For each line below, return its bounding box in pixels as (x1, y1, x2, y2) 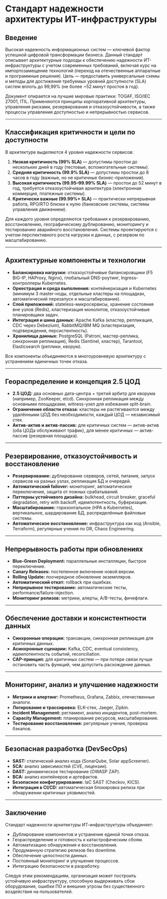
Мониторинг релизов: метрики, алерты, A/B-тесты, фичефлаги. (12, 595, 149, 601)
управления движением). (12, 206, 67, 212)
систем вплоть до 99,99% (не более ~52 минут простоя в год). (5, 84, 139, 90)
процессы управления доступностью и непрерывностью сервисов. (5, 109, 150, 115)
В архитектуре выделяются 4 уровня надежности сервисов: (5, 149, 134, 155)
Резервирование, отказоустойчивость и (5, 452, 138, 460)
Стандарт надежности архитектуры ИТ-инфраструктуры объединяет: (5, 822, 154, 828)
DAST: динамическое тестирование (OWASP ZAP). (12, 768, 120, 774)
